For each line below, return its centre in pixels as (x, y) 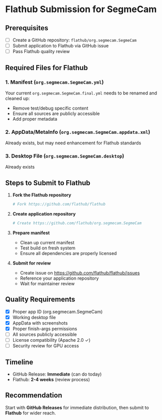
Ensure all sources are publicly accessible (56, 113)
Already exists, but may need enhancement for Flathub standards (73, 143)
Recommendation (34, 396)
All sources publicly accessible (45, 335)
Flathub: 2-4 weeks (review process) (51, 380)
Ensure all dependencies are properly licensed (68, 253)
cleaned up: (18, 98)
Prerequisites (27, 28)
